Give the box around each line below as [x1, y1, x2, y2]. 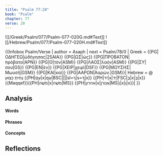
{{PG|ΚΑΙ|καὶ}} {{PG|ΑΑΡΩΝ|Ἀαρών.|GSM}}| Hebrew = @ [36, 69, 153, 76]
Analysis [5, 94, 33, 103]
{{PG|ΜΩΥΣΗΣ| [99, 65, 131, 70]
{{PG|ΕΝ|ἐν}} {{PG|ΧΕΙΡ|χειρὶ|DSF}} [25, 65, 98, 70]
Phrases [5, 119, 23, 125]
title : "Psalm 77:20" [5, 7, 49, 12]
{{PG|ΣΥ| [127, 59, 146, 65]
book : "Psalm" [5, 12, 34, 17]
